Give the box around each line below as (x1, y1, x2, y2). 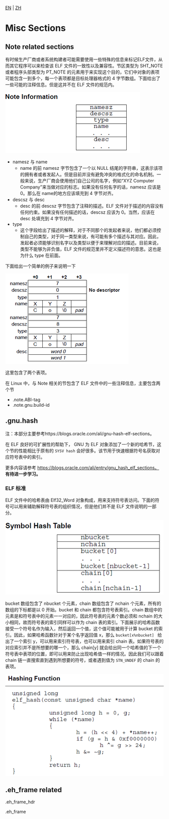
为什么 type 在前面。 (20, 253, 63, 258)
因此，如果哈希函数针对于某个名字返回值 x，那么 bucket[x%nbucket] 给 (14, 632, 162, 638)
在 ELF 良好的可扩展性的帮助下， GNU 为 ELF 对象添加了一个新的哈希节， (5, 441, 157, 447)
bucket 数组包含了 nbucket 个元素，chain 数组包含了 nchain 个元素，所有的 (5, 600, 161, 607)
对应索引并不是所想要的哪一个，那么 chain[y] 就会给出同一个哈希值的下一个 (5, 645, 161, 651)
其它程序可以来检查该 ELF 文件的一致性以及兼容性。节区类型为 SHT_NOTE (9, 63, 163, 69)
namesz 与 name (12, 159, 48, 165)
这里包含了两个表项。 (5, 369, 49, 375)
